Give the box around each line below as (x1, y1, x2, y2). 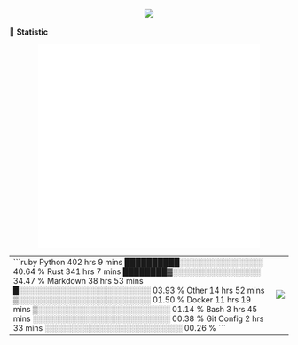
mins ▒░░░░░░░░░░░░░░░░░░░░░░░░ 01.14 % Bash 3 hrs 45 (12, 304, 258, 315)
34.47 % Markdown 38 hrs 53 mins (12, 276, 144, 286)
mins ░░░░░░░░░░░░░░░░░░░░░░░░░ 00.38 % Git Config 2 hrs (12, 313, 264, 324)
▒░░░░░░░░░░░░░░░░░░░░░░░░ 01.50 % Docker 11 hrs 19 (12, 294, 251, 305)
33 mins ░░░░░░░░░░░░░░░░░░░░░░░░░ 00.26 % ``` (12, 323, 226, 333)
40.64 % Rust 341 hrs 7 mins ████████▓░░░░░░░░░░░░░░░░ (12, 266, 262, 277)
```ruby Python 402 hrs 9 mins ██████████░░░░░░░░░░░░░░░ (12, 257, 263, 268)
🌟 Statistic (9, 27, 49, 37)
